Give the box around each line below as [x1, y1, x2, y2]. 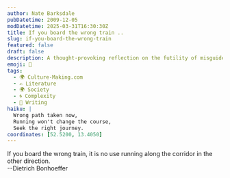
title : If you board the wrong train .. [7, 29, 125, 36]
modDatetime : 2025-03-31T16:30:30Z [7, 23, 109, 29]
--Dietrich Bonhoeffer [7, 164, 68, 173]
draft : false [7, 49, 44, 55]
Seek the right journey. [13, 125, 84, 131]
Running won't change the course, [13, 118, 112, 125]
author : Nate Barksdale [7, 10, 75, 17]
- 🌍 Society [13, 86, 49, 93]
